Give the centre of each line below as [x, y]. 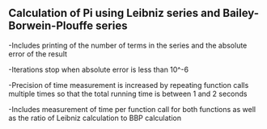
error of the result [38, 54]
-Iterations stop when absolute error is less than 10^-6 [98, 69]
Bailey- [240, 13]
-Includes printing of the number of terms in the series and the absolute [128, 45]
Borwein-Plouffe [51, 26]
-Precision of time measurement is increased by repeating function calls [129, 85]
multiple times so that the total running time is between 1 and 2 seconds [128, 94]
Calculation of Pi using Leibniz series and [114, 13]
